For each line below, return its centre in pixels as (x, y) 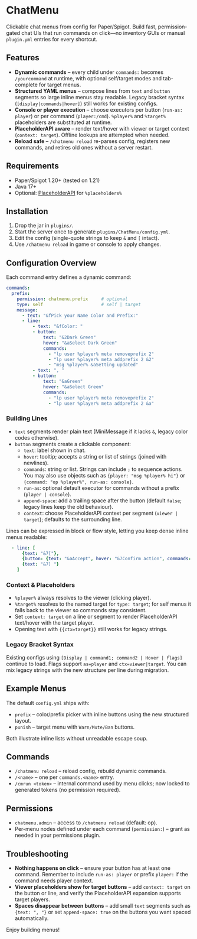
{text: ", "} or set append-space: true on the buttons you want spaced (103, 912)
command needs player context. (54, 880)
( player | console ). (47, 494)
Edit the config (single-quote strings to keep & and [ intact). (87, 238)
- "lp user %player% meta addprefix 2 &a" (101, 403)
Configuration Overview (51, 263)
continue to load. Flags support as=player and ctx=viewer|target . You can (96, 664)
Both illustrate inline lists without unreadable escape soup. (77, 738)
